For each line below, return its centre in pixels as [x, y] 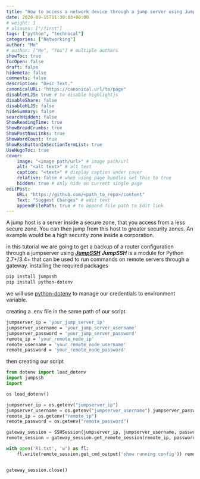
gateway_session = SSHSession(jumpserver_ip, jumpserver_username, [92, 433]
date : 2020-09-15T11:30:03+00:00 [48, 17]
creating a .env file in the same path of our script [66, 311]
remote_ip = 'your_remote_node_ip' [50, 339]
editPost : [18, 189]
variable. [17, 300]
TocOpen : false [25, 61]
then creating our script [35, 362]
